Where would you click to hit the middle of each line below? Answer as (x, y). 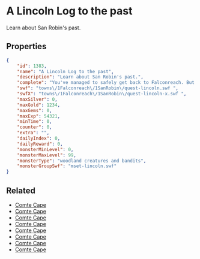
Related (21, 190)
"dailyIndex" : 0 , (39, 138)
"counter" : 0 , (35, 127)
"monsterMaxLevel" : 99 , (47, 155)
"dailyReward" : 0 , (40, 144)
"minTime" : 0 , (35, 122)
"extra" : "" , (33, 133)
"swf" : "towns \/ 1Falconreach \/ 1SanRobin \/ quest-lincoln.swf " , (98, 88)
